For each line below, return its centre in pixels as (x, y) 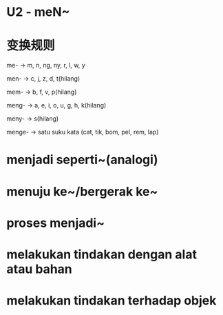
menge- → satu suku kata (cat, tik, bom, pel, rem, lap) (83, 132)
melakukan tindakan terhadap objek (111, 301)
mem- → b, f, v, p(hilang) (42, 92)
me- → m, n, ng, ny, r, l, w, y (46, 65)
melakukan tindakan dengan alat (102, 254)
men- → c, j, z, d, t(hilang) (43, 79)
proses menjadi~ (55, 223)
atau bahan (40, 269)
